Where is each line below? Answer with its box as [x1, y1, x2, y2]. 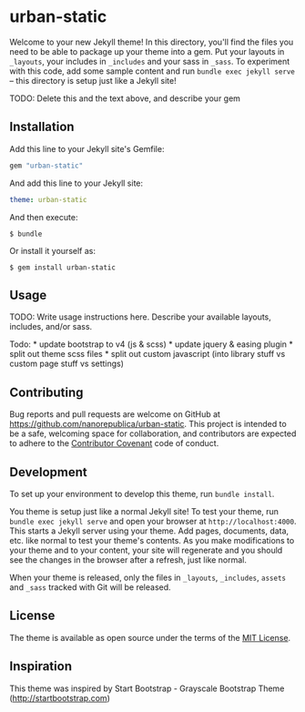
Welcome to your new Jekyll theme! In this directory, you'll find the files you [9, 36, 294, 47]
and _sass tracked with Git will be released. [9, 581, 171, 593]
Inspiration [9, 658, 73, 675]
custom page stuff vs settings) [9, 358, 125, 370]
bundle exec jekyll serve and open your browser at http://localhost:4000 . [9, 515, 297, 526]
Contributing [9, 384, 84, 400]
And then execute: [9, 211, 78, 222]
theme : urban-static [9, 195, 88, 204]
